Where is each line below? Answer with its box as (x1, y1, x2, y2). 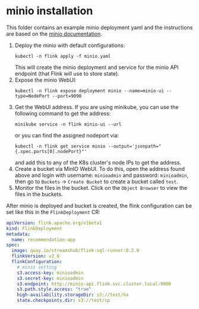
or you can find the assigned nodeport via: (14, 132, 119, 139)
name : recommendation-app (11, 236, 76, 242)
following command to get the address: (14, 110, 111, 117)
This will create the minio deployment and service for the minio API (14, 64, 179, 71)
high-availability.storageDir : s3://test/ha (17, 292, 129, 298)
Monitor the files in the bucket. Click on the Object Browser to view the (14, 184, 188, 191)
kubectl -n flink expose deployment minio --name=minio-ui (14, 88, 165, 93)
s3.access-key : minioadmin (17, 270, 84, 276)
